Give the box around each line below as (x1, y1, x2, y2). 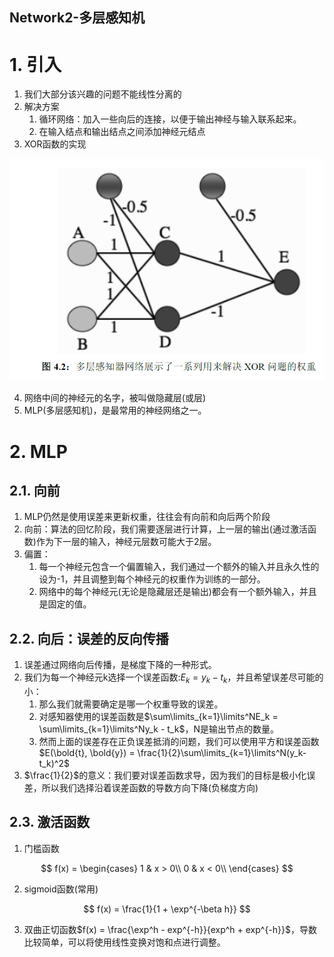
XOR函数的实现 (23, 138, 87, 150)
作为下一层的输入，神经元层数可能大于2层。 (35, 536, 217, 548)
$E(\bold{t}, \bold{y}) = (38, 747, 136, 758)
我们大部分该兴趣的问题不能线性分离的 (23, 88, 182, 100)
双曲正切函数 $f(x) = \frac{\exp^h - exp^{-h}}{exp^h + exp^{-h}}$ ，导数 (23, 923, 318, 935)
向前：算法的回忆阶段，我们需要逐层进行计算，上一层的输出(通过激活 (23, 523, 308, 535)
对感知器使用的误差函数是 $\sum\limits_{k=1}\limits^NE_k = (38, 711, 279, 722)
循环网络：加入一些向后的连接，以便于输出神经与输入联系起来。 (38, 113, 302, 125)
